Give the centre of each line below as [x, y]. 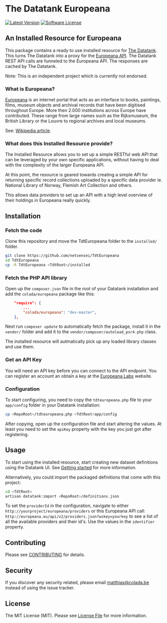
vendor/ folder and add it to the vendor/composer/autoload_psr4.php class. [81, 332]
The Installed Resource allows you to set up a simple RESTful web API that [82, 154]
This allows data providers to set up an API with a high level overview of [79, 195]
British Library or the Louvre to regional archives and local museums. [76, 121]
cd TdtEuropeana [22, 260]
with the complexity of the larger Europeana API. [55, 165]
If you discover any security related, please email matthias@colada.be [77, 583]
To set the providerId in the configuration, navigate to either [67, 506]
